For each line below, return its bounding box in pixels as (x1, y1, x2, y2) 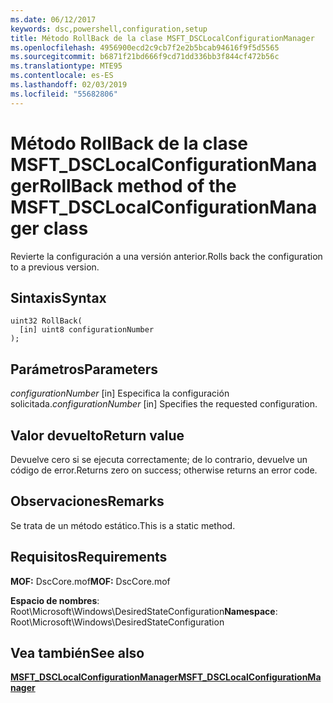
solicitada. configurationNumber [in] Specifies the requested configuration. (10, 398, 318, 410)
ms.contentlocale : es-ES (10, 71, 114, 81)
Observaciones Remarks (10, 493, 165, 510)
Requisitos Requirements (10, 549, 168, 566)
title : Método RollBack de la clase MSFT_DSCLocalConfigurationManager (10, 33, 315, 43)
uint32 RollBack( (10, 316, 83, 326)
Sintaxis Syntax (10, 289, 107, 306)
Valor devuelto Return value (10, 427, 185, 444)
